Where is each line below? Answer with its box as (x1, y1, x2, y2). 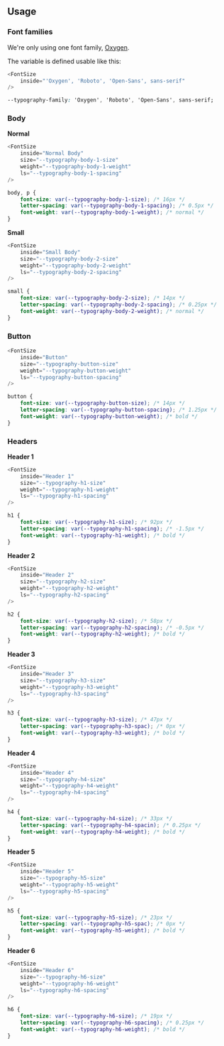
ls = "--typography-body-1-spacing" (20, 170, 122, 177)
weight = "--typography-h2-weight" (20, 585, 119, 592)
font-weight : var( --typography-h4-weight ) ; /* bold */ (20, 828, 186, 835)
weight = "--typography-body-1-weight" (20, 163, 132, 170)
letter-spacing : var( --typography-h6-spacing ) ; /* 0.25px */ (20, 1019, 204, 1027)
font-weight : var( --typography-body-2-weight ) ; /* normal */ (20, 307, 204, 315)
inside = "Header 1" (20, 472, 74, 480)
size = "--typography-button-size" (20, 360, 119, 368)
